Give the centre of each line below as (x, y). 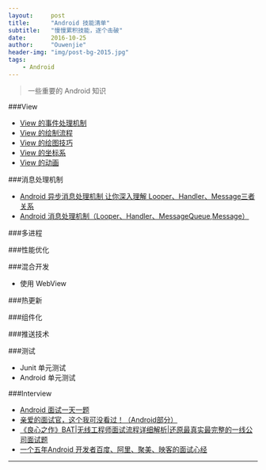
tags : (17, 60)
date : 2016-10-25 (47, 38)
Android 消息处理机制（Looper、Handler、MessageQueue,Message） (134, 216)
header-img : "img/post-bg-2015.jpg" (68, 52)
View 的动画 (39, 162)
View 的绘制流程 (46, 132)
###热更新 (25, 300)
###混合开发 (29, 266)
